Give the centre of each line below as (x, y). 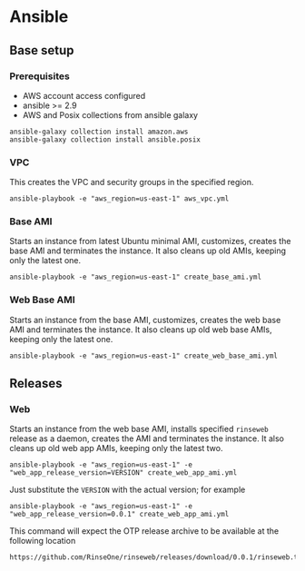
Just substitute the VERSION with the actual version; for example (128, 490)
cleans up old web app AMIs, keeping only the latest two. (116, 448)
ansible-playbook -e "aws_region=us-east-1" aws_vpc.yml (119, 199)
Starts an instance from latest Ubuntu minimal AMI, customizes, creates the (150, 241)
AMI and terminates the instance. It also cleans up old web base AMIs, (141, 330)
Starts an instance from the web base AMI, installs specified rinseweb (139, 429)
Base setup (42, 50)
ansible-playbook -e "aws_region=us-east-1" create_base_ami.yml (135, 277)
